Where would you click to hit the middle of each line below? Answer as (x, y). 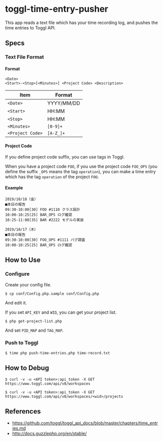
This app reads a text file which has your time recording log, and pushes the (81, 23)
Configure (17, 274)
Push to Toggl (22, 343)
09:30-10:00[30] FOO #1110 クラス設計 (43, 209)
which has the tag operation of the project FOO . (52, 177)
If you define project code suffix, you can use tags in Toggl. (65, 157)
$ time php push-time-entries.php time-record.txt (58, 353)
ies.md (19, 428)
